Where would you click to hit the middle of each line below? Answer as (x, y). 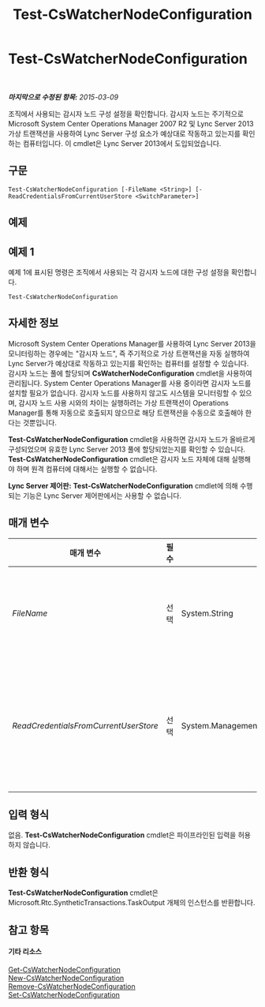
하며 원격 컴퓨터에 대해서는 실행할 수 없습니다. (87, 469)
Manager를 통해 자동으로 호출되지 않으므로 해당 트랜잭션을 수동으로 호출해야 (126, 413)
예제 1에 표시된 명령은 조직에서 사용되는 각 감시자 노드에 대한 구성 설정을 (119, 272)
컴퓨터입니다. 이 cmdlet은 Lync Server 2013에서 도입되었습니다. (122, 143)
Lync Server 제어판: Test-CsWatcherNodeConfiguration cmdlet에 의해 (123, 485)
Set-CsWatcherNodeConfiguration (64, 994)
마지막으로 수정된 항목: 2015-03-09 (63, 97)
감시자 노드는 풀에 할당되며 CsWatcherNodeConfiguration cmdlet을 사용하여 (130, 373)
